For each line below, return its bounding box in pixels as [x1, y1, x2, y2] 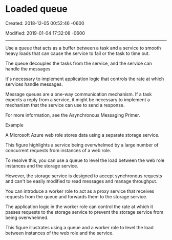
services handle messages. [5, 81, 63, 87]
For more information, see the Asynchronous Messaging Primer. [5, 112, 140, 118]
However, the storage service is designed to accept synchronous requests [5, 173, 162, 179]
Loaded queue [5, 3, 68, 15]
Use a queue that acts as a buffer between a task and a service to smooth [5, 45, 161, 51]
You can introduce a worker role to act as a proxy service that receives [5, 188, 155, 194]
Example [5, 122, 24, 128]
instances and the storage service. [5, 162, 78, 169]
